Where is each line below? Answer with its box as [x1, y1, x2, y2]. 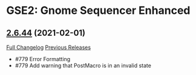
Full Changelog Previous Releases [6, 44, 91, 51]
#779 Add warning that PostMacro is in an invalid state [15, 62, 151, 69]
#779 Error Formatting [15, 56, 71, 62]
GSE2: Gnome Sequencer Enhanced [6, 4, 191, 18]
